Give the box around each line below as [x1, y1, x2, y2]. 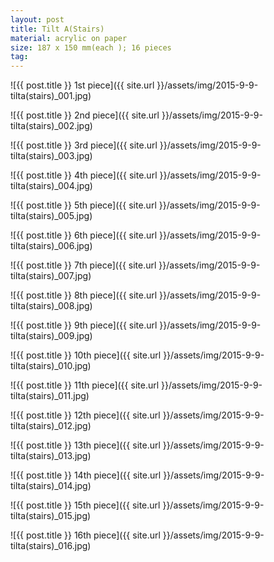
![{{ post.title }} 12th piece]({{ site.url [10, 409, 161, 421]
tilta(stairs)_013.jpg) [10, 450, 92, 462]
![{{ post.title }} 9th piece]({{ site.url [10, 319, 158, 331]
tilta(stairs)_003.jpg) [10, 150, 93, 162]
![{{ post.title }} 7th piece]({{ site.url [10, 259, 157, 271]
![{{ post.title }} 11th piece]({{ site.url [10, 379, 160, 391]
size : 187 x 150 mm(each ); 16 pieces [10, 42, 172, 53]
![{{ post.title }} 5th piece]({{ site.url [10, 199, 157, 211]
